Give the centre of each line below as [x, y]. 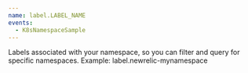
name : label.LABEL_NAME [47, 15]
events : [21, 23]
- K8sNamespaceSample [51, 30]
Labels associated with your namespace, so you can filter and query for [124, 53]
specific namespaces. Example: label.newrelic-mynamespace [108, 60]
